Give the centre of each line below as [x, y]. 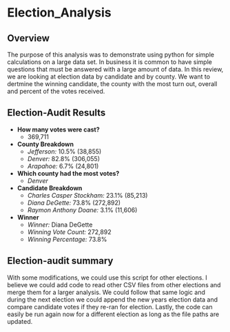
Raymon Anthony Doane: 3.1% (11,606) [82, 210]
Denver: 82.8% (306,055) [64, 158]
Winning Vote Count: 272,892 [69, 231]
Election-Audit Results [56, 113]
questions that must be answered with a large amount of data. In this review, [115, 69]
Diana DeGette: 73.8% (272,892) [74, 203]
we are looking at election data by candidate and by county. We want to [109, 76]
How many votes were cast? [58, 129]
